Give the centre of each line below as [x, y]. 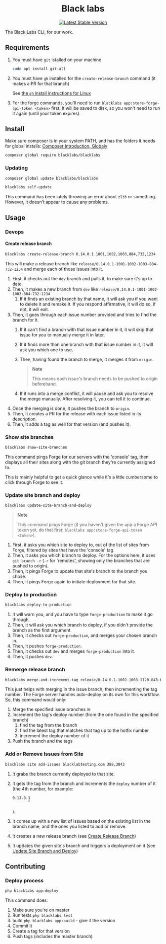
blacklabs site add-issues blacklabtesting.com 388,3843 [65, 764]
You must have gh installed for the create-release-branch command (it [84, 78]
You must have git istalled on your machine [57, 60]
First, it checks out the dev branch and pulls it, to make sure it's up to [82, 278]
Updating [17, 168]
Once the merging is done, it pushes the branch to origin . [71, 408]
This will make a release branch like [41, 263]
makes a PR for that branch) [41, 83]
